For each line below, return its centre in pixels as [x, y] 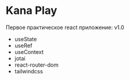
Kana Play [32, 11]
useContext [29, 52]
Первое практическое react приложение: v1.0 [65, 27]
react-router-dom [36, 65]
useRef [23, 45]
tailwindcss [29, 71]
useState [26, 39]
